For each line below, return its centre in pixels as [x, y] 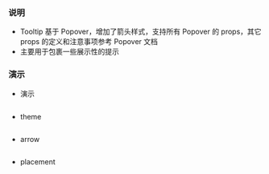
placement [38, 161]
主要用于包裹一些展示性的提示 [69, 52]
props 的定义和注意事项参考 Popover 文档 [89, 42]
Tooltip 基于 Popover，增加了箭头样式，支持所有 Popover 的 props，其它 [141, 32]
